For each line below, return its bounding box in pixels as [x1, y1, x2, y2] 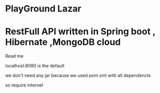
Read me [5, 53, 24, 59]
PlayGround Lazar [5, 3, 82, 14]
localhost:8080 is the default [5, 63, 65, 69]
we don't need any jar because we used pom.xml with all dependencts [5, 72, 151, 78]
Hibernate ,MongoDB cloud [5, 36, 121, 48]
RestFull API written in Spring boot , [5, 26, 155, 37]
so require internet [5, 82, 44, 88]
